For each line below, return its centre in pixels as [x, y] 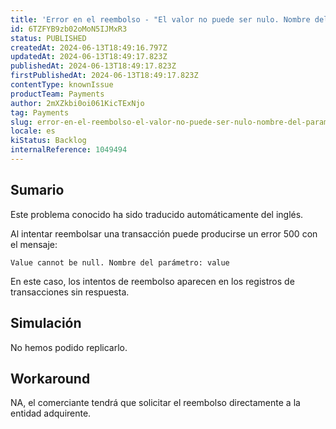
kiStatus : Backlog [48, 141]
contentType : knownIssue [62, 85]
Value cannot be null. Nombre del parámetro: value [120, 262]
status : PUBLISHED [48, 38]
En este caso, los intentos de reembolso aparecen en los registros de [152, 281]
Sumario [37, 190]
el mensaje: [34, 244]
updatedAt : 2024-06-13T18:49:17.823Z [89, 57]
